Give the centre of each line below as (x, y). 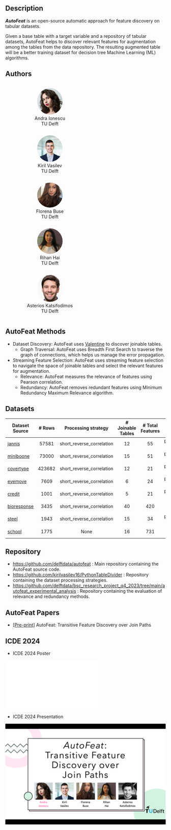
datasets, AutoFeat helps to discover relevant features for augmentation (81, 41)
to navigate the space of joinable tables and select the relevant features (88, 366)
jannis (14, 443)
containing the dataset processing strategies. (60, 580)
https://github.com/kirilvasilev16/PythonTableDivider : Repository (81, 575)
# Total (150, 425)
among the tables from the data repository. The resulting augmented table (83, 47)
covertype (18, 469)
